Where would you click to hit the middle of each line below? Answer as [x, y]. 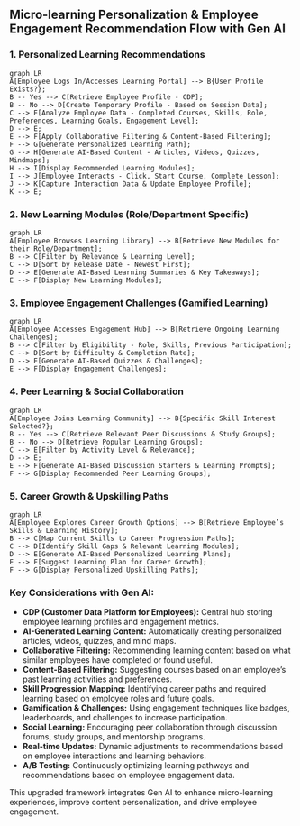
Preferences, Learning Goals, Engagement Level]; [105, 121]
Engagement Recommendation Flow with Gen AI [148, 29]
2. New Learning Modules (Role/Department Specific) [129, 214]
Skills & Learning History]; [64, 530]
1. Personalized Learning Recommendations [107, 55]
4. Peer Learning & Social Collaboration [97, 391]
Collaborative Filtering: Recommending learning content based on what [156, 651]
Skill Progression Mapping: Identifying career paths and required [144, 689]
